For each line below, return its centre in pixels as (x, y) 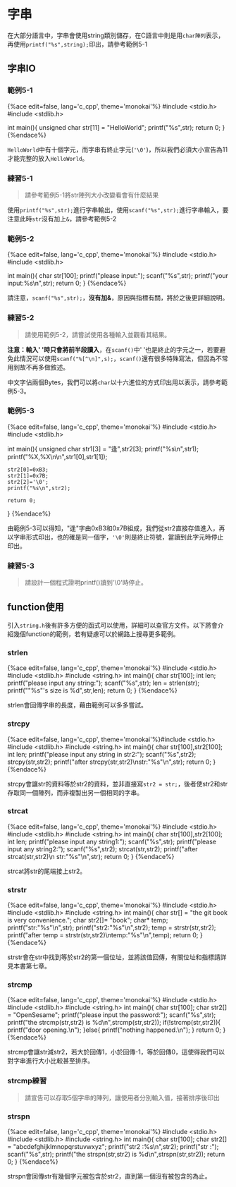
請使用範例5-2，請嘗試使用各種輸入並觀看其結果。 (98, 334)
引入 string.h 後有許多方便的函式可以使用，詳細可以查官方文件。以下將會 (113, 625)
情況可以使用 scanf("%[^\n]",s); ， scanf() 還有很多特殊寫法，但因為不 (120, 358)
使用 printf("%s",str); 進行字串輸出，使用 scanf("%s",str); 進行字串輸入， (115, 209)
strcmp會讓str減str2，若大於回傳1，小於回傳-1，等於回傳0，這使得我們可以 (116, 1052)
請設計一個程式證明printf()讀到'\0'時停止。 (86, 583)
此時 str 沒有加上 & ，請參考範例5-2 (68, 219)
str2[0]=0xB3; (28, 470)
